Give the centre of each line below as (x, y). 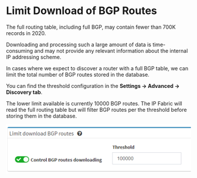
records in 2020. (26, 33)
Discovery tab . (24, 92)
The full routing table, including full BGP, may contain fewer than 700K (91, 27)
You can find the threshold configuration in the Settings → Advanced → (93, 85)
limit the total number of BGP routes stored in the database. (78, 74)
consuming (20, 50)
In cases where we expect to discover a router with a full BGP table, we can (97, 68)
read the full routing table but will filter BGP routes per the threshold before (96, 109)
